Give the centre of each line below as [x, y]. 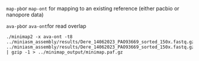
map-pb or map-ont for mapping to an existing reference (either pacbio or [93, 9]
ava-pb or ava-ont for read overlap [46, 26]
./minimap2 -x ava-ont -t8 [39, 37]
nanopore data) [25, 15]
